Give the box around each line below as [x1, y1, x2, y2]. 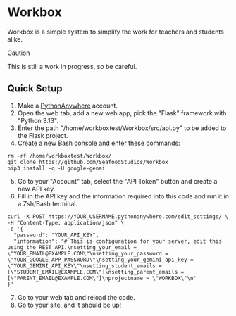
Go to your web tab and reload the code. [17, 293, 135, 301]
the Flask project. [17, 131, 68, 139]
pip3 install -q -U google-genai [7, 165, 106, 172]
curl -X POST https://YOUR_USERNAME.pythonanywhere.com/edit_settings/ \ [7, 213, 229, 220]
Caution [7, 49, 30, 57]
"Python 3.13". [17, 116, 58, 125]
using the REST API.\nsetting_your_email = [7, 244, 137, 251]
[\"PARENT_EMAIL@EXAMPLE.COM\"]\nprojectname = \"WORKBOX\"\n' [7, 274, 197, 282]
